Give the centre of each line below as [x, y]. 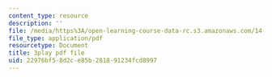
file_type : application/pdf [56, 38]
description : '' [36, 23]
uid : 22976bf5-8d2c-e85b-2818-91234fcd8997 [83, 61]
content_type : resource [49, 16]
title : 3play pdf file [47, 53]
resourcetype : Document [49, 46]
